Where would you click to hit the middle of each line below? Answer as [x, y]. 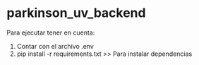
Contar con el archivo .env [55, 46]
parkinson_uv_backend [76, 13]
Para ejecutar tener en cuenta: [51, 32]
